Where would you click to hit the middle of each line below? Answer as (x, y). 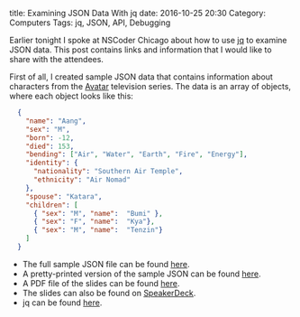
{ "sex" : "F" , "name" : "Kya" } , (94, 222)
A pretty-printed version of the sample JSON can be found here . (141, 274)
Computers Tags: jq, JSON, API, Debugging (90, 23)
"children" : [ (52, 205)
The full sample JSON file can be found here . (106, 264)
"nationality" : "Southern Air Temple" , (108, 172)
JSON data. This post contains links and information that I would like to (141, 50)
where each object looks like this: (71, 96)
